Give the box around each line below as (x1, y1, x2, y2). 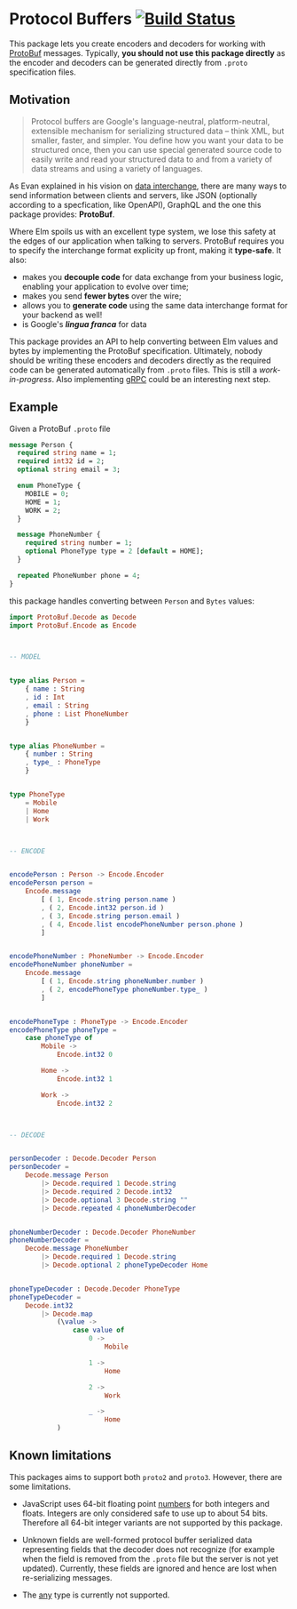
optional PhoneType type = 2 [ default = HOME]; (25, 547, 204, 556)
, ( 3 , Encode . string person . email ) (41, 911, 180, 920)
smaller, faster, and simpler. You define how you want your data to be (30, 134, 284, 146)
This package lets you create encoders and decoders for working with (9, 38, 266, 49)
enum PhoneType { (17, 481, 82, 491)
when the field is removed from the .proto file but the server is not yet (21, 1553, 279, 1564)
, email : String (25, 700, 90, 710)
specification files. (9, 67, 77, 77)
